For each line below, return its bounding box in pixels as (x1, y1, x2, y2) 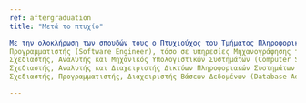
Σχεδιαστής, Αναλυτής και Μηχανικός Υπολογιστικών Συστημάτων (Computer (9, 56, 291, 65)
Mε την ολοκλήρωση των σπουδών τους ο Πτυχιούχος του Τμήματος (9, 38, 255, 47)
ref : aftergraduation (9, 13, 92, 23)
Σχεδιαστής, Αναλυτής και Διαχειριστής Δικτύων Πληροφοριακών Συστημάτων (9, 64, 296, 73)
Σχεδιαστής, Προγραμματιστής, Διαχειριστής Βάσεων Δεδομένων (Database (9, 72, 287, 82)
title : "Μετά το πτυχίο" (9, 22, 104, 31)
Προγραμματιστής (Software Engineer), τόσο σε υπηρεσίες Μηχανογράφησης (9, 46, 291, 56)
